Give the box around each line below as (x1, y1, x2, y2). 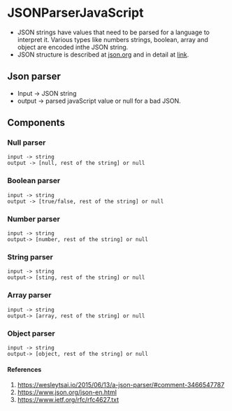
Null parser (7, 138, 46, 147)
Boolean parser (7, 176, 61, 186)
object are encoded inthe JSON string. (17, 43, 129, 51)
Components (7, 117, 65, 129)
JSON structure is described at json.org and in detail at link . (17, 50, 189, 59)
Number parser (7, 214, 61, 224)
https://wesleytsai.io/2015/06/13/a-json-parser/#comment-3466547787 (17, 381, 225, 389)
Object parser (7, 329, 55, 338)
